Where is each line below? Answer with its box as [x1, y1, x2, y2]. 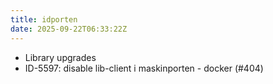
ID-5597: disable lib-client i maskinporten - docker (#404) [24, 62, 264, 74]
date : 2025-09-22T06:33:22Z [10, 24, 128, 34]
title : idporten [10, 14, 78, 25]
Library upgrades [24, 51, 97, 63]
